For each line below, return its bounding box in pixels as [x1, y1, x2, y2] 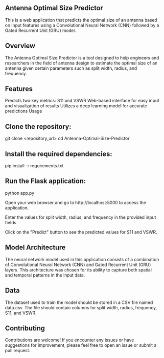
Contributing [5, 324, 45, 332]
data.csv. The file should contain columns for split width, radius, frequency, [5, 304, 157, 310]
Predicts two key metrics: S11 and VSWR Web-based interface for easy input [5, 98, 160, 104]
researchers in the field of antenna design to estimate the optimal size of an [5, 60, 158, 66]
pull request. [5, 348, 30, 354]
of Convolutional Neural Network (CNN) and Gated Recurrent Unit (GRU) [5, 262, 151, 268]
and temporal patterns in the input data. [5, 272, 85, 278]
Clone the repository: [5, 122, 71, 131]
